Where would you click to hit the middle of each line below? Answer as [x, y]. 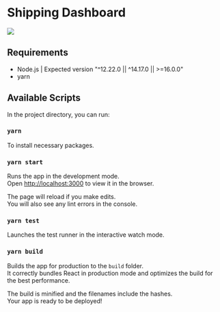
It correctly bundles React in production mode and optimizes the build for [110, 273]
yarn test [23, 221]
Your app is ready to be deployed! [55, 301]
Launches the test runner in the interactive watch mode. [86, 235]
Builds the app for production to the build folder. [75, 265]
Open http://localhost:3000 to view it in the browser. [81, 183]
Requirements [38, 53]
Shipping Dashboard [67, 13]
